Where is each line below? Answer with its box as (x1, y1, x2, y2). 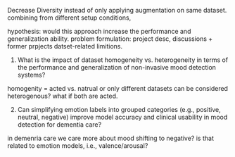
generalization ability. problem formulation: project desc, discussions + (7, 34, 213, 43)
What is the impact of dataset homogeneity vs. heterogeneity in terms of (17, 56, 229, 64)
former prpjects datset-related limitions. (7, 42, 123, 50)
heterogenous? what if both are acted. (7, 92, 118, 100)
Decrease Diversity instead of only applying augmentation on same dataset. (7, 6, 227, 14)
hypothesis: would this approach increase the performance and (7, 27, 191, 35)
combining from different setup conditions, (7, 13, 132, 22)
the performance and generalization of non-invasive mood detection (17, 63, 217, 71)
